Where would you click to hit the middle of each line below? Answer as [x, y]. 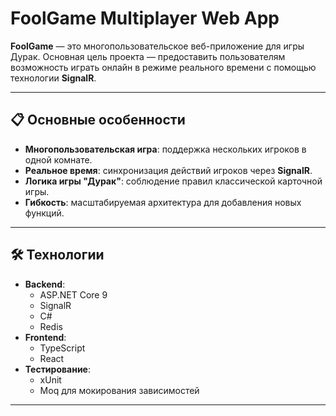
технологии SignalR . [53, 78]
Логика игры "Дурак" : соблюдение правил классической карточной [173, 181]
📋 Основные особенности [98, 120]
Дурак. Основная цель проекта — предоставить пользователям [148, 56]
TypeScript [62, 348]
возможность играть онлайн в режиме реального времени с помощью [163, 67]
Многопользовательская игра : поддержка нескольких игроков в [165, 149]
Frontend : [45, 337]
